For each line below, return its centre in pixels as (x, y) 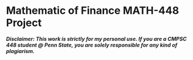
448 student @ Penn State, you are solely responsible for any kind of (92, 45)
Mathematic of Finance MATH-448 (93, 11)
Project (24, 23)
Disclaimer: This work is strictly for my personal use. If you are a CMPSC (96, 39)
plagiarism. (20, 51)
